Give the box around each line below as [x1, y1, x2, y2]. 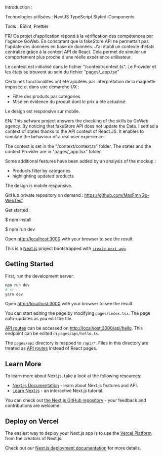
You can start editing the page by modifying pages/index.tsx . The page [5, 310, 151, 316]
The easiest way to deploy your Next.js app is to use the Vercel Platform [5, 430, 152, 436]
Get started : [5, 207, 31, 213]
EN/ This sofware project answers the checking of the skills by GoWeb [5, 118, 149, 123]
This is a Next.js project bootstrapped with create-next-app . [5, 245, 127, 251]
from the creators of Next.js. [5, 436, 63, 442]
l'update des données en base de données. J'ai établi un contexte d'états [5, 44, 155, 49]
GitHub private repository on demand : [5, 192, 83, 198]
